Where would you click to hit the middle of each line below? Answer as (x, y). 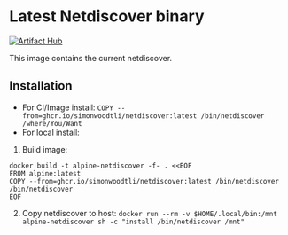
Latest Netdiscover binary (107, 16)
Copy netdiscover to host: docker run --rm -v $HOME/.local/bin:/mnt (149, 213)
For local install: (51, 132)
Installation (41, 86)
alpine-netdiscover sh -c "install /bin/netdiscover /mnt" (133, 222)
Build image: (45, 149)
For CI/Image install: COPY (67, 107)
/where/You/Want (52, 123)
